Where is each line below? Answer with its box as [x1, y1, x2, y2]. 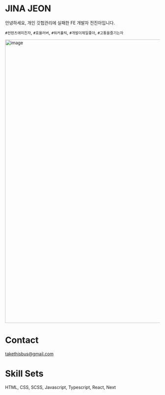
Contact [5, 335, 39, 346]
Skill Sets [5, 368, 44, 379]
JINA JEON [5, 3, 52, 14]
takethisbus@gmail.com [5, 351, 54, 357]
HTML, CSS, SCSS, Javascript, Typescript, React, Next [5, 384, 116, 390]
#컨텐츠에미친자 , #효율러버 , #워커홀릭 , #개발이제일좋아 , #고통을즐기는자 [5, 29, 124, 35]
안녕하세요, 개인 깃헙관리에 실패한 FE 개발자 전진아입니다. [5, 20, 115, 26]
